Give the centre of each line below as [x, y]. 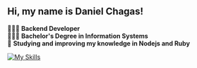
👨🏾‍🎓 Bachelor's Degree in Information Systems [78, 36]
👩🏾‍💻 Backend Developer [44, 28]
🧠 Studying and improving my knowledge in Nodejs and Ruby [99, 43]
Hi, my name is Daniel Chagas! [75, 12]
